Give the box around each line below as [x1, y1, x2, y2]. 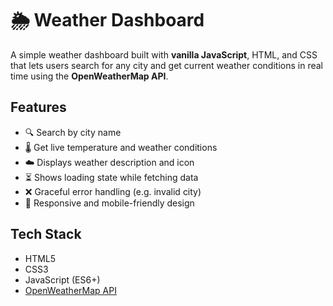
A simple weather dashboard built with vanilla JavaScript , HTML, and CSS [10, 48, 318, 61]
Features [10, 99, 67, 116]
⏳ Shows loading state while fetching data [24, 171, 199, 183]
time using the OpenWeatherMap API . [10, 70, 169, 82]
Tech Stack [10, 226, 82, 243]
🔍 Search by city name [24, 126, 122, 138]
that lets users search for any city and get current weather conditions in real [10, 59, 323, 71]
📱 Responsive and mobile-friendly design [24, 197, 195, 209]
